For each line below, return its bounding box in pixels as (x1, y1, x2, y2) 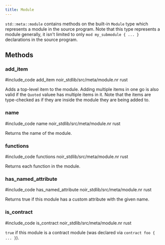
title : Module (5, 7, 35, 12)
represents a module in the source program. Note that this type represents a (5, 26, 161, 32)
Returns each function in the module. (5, 163, 81, 169)
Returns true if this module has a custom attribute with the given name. (5, 196, 150, 203)
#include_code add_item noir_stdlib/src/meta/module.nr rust (5, 77, 128, 83)
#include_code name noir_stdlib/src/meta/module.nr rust (5, 121, 121, 126)
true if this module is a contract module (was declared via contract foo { (5, 229, 155, 235)
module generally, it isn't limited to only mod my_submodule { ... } (5, 31, 139, 37)
